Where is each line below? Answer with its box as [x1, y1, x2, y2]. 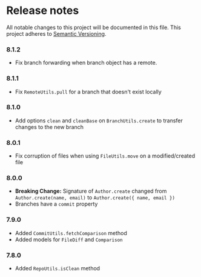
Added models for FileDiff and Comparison [15, 236, 123, 243]
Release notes [6, 4, 79, 18]
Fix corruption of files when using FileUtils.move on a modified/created [15, 152, 196, 159]
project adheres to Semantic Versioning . [6, 30, 107, 37]
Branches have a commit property [15, 201, 98, 208]
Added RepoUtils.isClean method [15, 265, 100, 272]
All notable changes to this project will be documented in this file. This [6, 24, 182, 31]
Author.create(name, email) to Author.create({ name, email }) [15, 194, 176, 201]
